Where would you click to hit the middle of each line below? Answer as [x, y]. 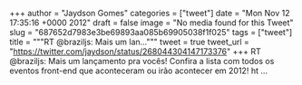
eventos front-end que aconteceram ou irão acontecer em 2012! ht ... [139, 71]
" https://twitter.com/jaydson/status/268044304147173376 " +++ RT [135, 52]
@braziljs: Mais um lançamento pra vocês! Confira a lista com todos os [142, 61]
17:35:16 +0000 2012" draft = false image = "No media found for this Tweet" [151, 23]
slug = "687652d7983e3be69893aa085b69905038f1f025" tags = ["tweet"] [151, 32]
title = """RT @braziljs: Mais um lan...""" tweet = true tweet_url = [129, 42]
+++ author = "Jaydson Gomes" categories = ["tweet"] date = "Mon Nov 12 [150, 13]
